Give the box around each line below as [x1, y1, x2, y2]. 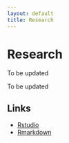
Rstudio [17, 121, 39, 129]
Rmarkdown [17, 128, 52, 137]
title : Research [7, 17, 54, 23]
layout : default [7, 10, 54, 17]
